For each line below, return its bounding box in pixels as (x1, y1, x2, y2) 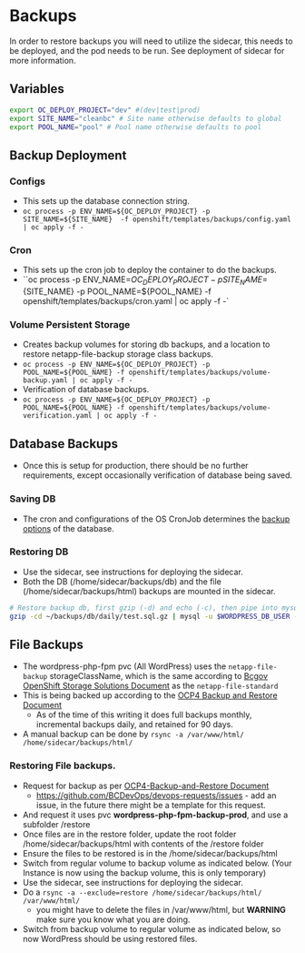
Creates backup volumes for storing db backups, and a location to (22, 339, 271, 350)
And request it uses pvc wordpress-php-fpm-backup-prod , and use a (22, 809, 289, 820)
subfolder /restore (22, 818, 91, 829)
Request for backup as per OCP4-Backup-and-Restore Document (22, 780, 270, 791)
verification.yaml (22, 411, 93, 421)
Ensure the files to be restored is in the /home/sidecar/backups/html (22, 847, 279, 858)
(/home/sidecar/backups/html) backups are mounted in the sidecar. (22, 585, 276, 596)
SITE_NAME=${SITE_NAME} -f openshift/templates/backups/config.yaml (22, 215, 292, 224)
